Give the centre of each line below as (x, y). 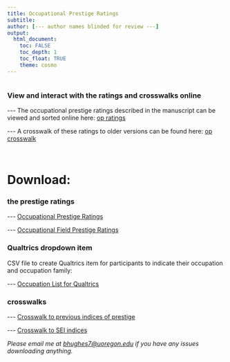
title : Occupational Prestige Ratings (63, 13)
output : (18, 33)
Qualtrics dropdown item (50, 248)
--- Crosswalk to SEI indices (47, 330)
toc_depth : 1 (38, 53)
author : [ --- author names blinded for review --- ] (83, 26)
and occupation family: (40, 270)
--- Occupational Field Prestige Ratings (63, 230)
